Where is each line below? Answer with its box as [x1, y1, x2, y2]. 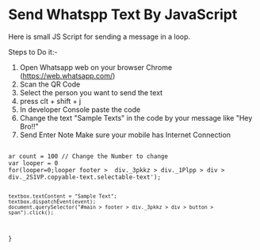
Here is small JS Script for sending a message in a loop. [8, 32, 191, 41]
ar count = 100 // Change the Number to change [8, 152, 169, 160]
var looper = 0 [8, 159, 59, 167]
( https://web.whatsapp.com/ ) [19, 71, 116, 80]
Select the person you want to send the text [19, 87, 163, 97]
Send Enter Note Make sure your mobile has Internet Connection [19, 129, 231, 140]
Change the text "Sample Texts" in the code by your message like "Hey [19, 113, 253, 122]
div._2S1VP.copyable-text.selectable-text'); [8, 173, 161, 181]
